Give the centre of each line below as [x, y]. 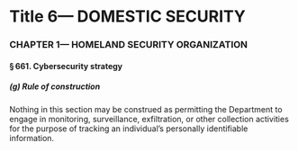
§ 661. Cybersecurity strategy [66, 66]
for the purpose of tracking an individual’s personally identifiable [129, 129]
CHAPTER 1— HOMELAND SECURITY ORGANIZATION [129, 45]
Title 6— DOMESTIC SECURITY [127, 17]
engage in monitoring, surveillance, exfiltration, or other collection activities [149, 119]
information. [32, 138]
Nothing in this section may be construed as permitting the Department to [146, 109]
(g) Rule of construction [55, 86]
